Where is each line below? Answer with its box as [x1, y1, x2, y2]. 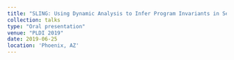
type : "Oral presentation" [7, 23, 86, 30]
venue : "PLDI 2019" [7, 29, 64, 37]
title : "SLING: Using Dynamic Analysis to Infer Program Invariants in [7, 10, 219, 17]
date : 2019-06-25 [7, 36, 58, 43]
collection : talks [7, 17, 61, 23]
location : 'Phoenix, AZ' [7, 42, 79, 49]
